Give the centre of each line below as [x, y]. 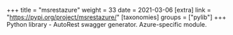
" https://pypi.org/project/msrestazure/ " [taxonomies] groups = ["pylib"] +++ [116, 17]
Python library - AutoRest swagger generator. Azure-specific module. [107, 24]
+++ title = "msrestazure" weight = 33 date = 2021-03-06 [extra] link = [109, 10]
